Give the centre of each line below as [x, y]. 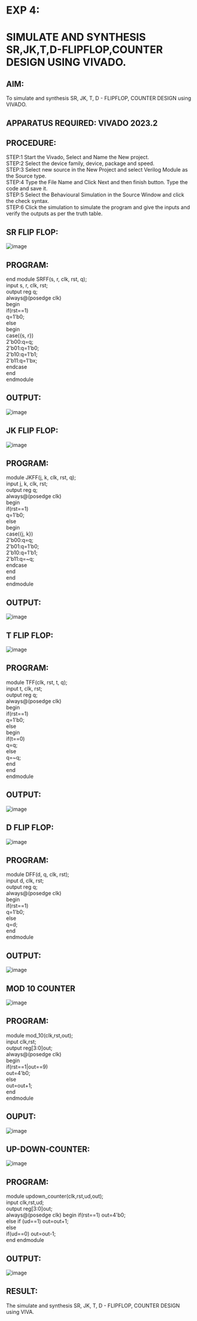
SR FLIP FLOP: [32, 232]
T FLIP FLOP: [30, 635]
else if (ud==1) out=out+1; [37, 1221]
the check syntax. [28, 201]
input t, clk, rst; [24, 688]
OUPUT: [21, 1117]
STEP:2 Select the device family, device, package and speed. [80, 163]
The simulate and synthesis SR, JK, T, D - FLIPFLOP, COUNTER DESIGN [93, 1305]
